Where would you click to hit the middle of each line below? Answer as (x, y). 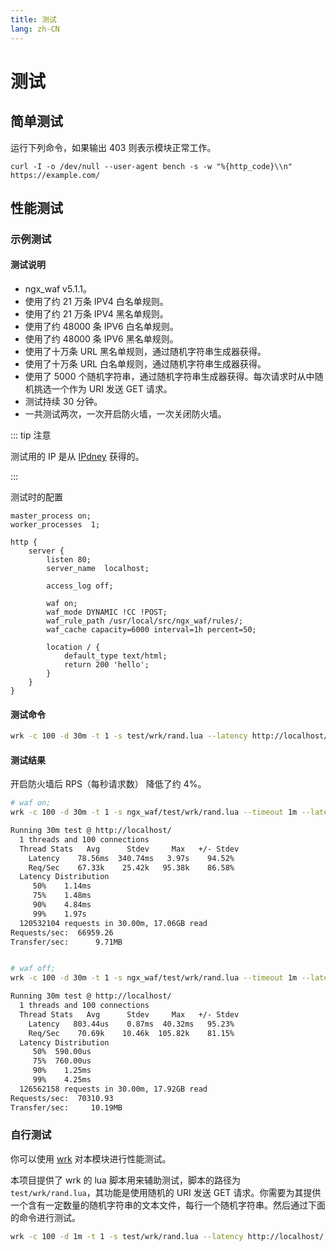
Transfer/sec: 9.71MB (66, 942)
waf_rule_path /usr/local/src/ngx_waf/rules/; (145, 621)
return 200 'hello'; (106, 665)
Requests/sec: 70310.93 (62, 1098)
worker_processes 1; (55, 525)
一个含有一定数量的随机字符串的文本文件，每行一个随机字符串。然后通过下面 (168, 1205)
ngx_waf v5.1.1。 (58, 289)
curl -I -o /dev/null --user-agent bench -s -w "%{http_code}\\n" (151, 166)
